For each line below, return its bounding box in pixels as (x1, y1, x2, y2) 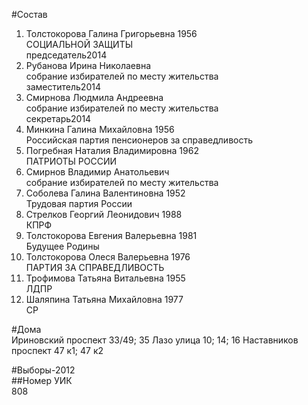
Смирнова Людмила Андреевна (25, 92, 164, 103)
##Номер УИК (11, 375, 73, 386)
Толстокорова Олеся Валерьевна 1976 (25, 251, 191, 263)
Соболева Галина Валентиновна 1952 (25, 187, 186, 199)
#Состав (11, 9, 48, 20)
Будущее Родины (25, 240, 100, 252)
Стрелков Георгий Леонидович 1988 (25, 209, 183, 220)
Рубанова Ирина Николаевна (25, 60, 151, 71)
